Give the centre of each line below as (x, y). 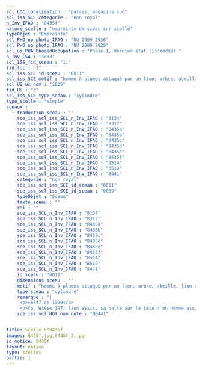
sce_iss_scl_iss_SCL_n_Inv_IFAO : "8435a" (71, 129)
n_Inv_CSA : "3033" (31, 57)
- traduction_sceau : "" (43, 113)
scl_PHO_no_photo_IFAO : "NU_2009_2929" (58, 46)
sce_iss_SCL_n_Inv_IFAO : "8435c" (60, 235)
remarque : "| (35, 297)
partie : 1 (19, 358)
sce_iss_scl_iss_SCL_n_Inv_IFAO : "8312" (69, 124)
